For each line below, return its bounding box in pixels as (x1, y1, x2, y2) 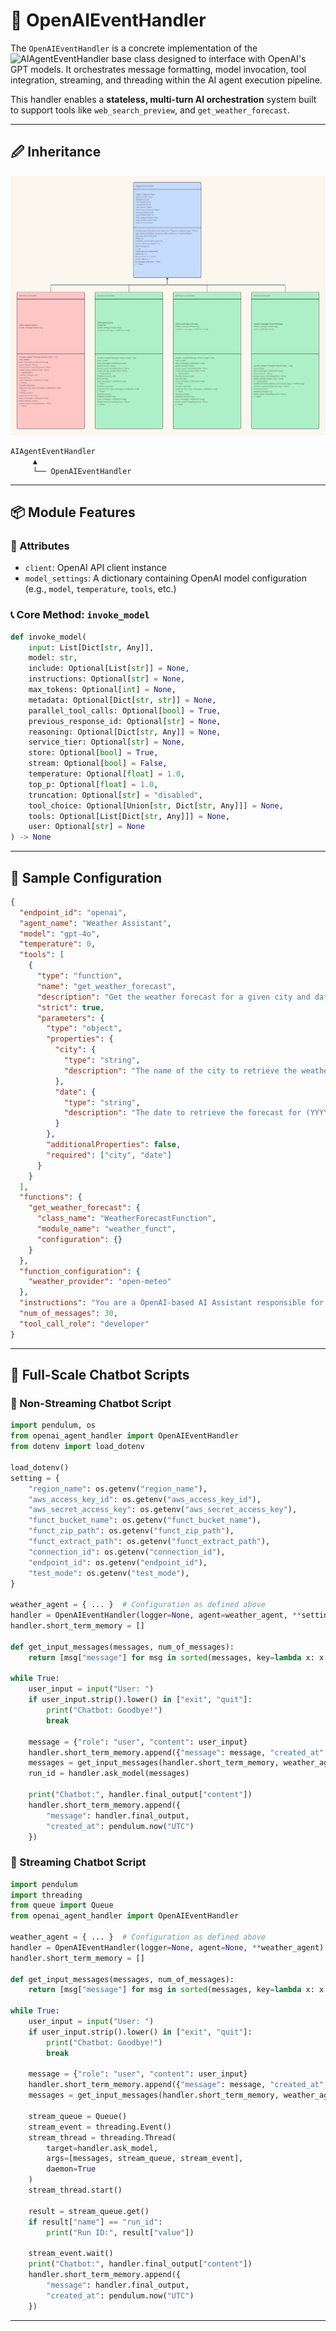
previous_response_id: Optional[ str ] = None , (28, 716, 222, 726)
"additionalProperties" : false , (46, 1140, 182, 1150)
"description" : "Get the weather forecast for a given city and (36, 992, 311, 1002)
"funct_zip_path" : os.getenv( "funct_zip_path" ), (28, 1526, 235, 1536)
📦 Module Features (10, 504, 136, 521)
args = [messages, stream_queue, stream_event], (46, 2154, 244, 2164)
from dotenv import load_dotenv (10, 1442, 145, 1452)
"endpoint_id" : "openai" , (19, 907, 128, 918)
